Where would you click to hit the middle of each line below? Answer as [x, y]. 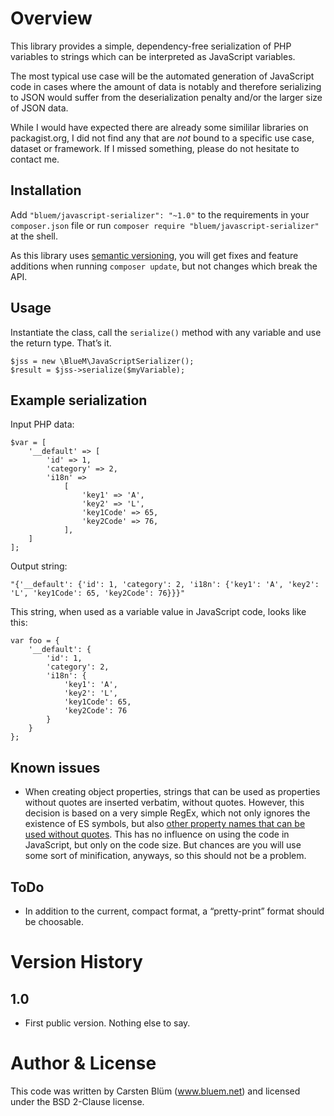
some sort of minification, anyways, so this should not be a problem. [165, 856]
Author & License [83, 1063]
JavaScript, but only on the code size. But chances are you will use [163, 845]
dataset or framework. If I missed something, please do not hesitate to [155, 148]
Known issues [55, 767]
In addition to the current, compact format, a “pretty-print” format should [174, 911]
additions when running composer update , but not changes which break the [164, 266]
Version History [76, 962]
